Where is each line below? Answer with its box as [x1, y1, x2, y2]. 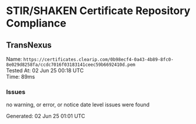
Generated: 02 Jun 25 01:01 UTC [6, 113, 85, 120]
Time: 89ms [6, 73, 35, 80]
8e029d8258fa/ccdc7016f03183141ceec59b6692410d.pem [6, 62, 135, 68]
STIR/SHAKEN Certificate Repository [6, 4, 191, 18]
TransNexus [6, 40, 52, 50]
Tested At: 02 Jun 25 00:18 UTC [6, 67, 84, 74]
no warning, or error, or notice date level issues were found [6, 101, 150, 108]
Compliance [6, 16, 67, 30]
